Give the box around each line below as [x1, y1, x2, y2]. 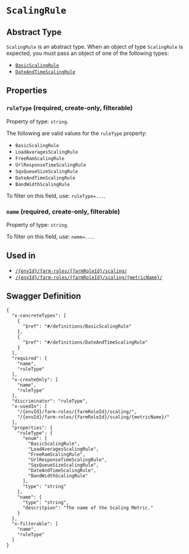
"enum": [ [22, 435, 47, 441]
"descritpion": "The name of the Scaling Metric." [22, 505, 154, 511]
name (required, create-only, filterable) [6, 207, 120, 215]
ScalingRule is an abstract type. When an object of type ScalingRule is [6, 43, 184, 50]
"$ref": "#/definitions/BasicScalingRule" [22, 323, 132, 329]
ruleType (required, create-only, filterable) [6, 104, 133, 112]
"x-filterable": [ [12, 520, 59, 527]
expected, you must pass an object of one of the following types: [6, 49, 169, 57]
